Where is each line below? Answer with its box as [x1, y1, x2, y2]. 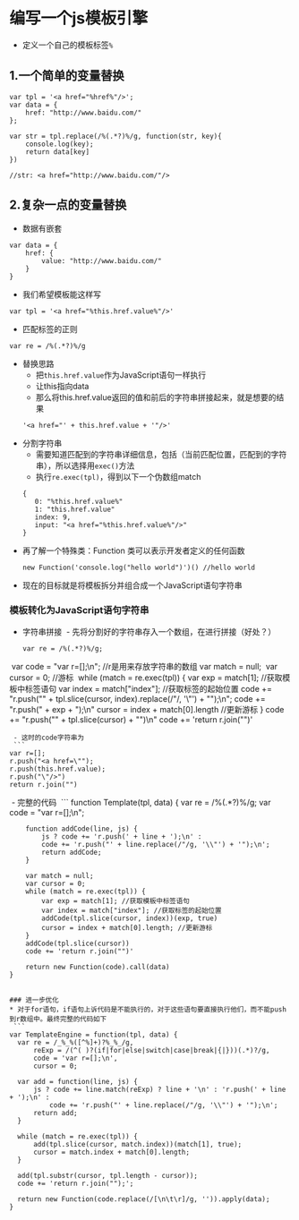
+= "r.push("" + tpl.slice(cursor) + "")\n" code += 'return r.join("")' [9, 713, 253, 725]
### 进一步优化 [9, 995, 60, 1004]
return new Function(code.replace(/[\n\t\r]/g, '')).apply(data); [17, 1194, 270, 1204]
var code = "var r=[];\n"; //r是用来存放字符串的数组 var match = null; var [11, 661, 278, 671]
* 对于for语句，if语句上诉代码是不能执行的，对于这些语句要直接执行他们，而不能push [9, 1004, 286, 1014]
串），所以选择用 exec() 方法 [35, 460, 135, 471]
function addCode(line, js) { [25, 824, 139, 833]
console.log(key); [25, 140, 94, 149]
